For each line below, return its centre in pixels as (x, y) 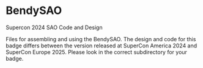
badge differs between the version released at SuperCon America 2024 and (102, 46)
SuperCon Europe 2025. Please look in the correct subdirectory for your (97, 52)
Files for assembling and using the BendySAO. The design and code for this (101, 39)
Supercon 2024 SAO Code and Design (54, 27)
